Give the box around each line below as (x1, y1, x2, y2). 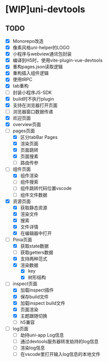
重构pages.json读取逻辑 (12, 64, 63, 70)
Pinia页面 (12, 236, 32, 243)
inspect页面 (12, 281, 38, 287)
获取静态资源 (20, 204, 47, 210)
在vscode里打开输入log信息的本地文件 (20, 351, 101, 357)
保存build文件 (20, 294, 49, 300)
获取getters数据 (20, 249, 53, 256)
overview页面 (12, 121, 41, 127)
